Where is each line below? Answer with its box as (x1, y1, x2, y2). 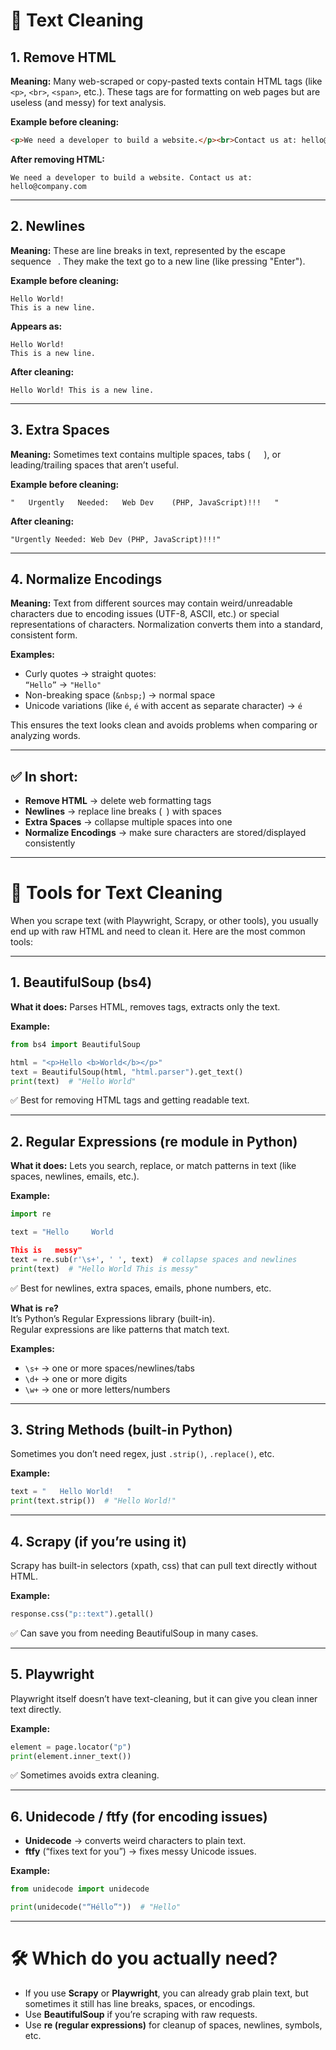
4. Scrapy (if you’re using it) (10, 1533, 187, 1550)
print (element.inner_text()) (10, 1751, 132, 1761)
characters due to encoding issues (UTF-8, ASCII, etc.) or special (10, 608, 280, 620)
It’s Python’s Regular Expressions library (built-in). (10, 1312, 216, 1324)
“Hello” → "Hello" (24, 679, 102, 691)
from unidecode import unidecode (10, 1884, 150, 1894)
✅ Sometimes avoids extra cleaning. (10, 1769, 160, 1781)
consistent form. (10, 629, 78, 641)
